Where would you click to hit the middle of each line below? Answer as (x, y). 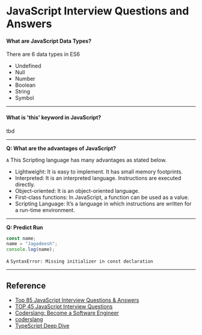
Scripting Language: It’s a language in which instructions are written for (103, 204)
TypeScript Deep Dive (42, 326)
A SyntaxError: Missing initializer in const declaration (80, 261)
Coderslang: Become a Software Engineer (67, 313)
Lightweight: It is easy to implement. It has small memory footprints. (99, 171)
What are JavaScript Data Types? (49, 41)
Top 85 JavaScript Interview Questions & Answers (77, 300)
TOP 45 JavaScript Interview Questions (64, 307)
